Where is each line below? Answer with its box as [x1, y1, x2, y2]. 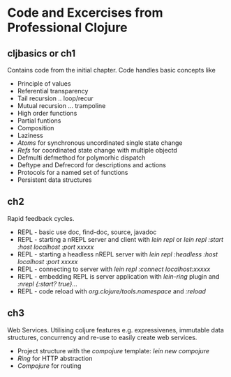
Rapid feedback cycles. [7, 214, 75, 222]
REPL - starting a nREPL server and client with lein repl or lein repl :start [17, 235, 224, 243]
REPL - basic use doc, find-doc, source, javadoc [17, 228, 157, 236]
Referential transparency [17, 87, 89, 95]
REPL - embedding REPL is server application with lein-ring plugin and [17, 272, 220, 280]
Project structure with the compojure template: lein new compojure [17, 346, 209, 355]
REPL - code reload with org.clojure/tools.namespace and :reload [17, 287, 206, 295]
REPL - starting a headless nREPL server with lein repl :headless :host [17, 249, 218, 259]
